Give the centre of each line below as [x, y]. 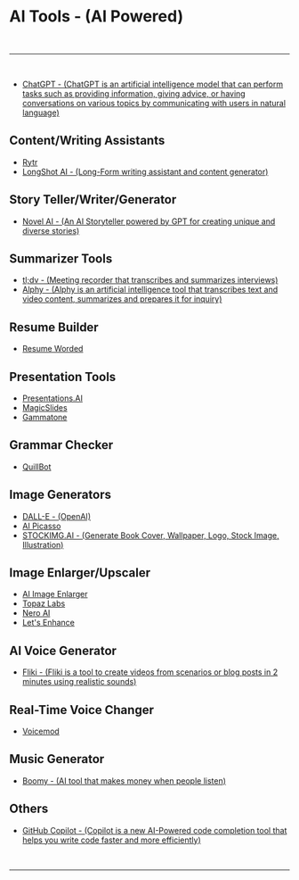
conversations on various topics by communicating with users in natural [154, 103]
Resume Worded [53, 349]
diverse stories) [51, 230]
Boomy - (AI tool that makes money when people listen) [124, 780]
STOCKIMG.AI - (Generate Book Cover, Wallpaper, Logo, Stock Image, [150, 535]
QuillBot [36, 467]
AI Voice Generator [63, 650]
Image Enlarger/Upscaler [80, 573]
